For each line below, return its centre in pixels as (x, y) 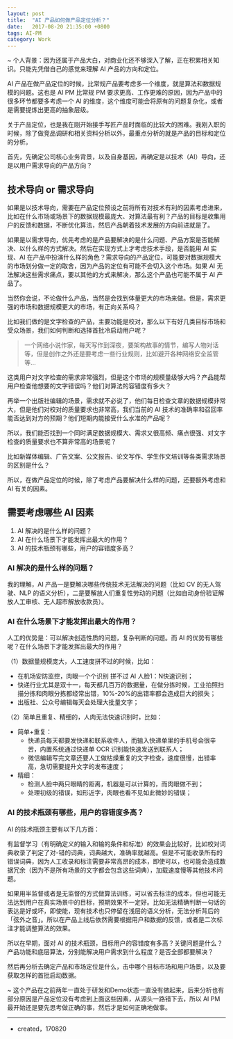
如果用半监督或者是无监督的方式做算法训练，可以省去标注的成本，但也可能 (113, 893)
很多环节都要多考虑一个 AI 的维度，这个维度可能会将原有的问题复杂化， (109, 101)
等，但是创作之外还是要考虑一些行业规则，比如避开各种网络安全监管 (121, 354)
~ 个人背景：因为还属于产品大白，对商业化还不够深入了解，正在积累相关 (110, 61)
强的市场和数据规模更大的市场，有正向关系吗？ (74, 306)
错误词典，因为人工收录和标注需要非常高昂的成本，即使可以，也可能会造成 (113, 861)
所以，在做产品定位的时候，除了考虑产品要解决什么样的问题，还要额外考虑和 (116, 479)
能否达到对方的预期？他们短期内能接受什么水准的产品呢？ (89, 418)
